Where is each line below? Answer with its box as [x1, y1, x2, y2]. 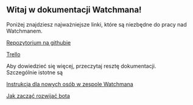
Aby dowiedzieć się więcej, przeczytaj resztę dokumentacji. [6, 62, 156, 69]
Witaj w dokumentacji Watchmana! [6, 5, 142, 15]
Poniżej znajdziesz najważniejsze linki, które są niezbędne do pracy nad [6, 21, 187, 28]
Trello [6, 51, 21, 58]
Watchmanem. [6, 27, 43, 34]
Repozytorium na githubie [6, 39, 71, 46]
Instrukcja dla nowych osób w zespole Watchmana [6, 80, 134, 87]
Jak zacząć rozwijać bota [6, 92, 70, 99]
